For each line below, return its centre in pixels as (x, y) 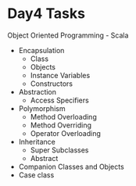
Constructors (52, 84)
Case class (36, 175)
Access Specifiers (59, 100)
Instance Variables (60, 75)
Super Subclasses (59, 150)
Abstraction (37, 91)
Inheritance (37, 141)
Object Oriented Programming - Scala (68, 35)
